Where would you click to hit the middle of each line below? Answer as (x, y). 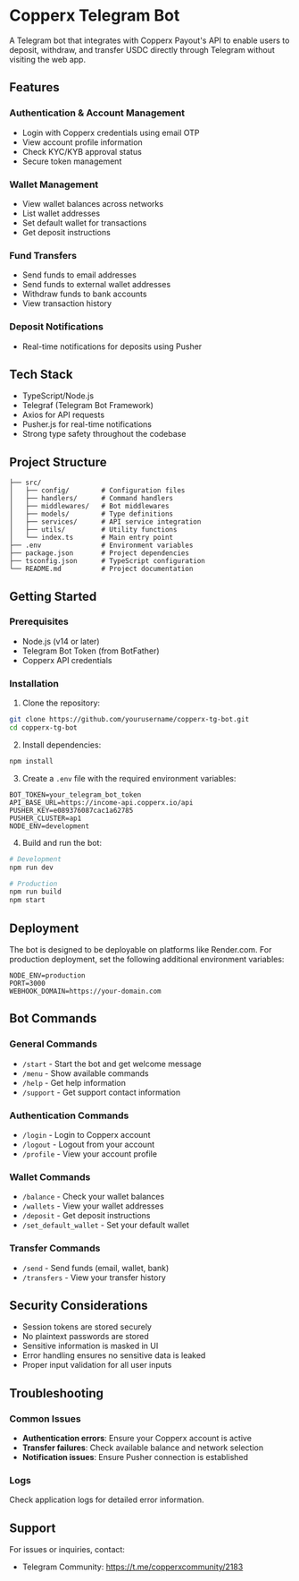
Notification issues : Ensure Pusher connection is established (135, 1457)
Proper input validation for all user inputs (97, 1365)
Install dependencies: (62, 745)
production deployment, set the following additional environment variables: (147, 959)
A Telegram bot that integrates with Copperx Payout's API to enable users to (149, 40)
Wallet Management (54, 184)
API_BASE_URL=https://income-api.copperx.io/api (101, 802)
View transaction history (67, 303)
